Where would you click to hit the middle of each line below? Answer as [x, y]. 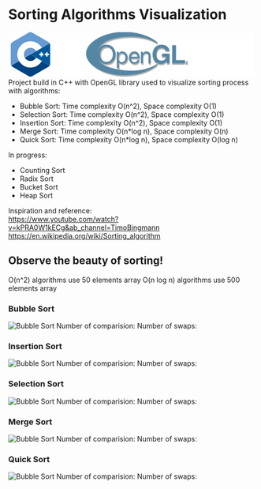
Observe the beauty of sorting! [86, 261]
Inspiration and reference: [50, 210]
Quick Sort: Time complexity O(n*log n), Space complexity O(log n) [129, 139]
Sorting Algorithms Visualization [117, 15]
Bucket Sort [39, 186]
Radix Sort [36, 179]
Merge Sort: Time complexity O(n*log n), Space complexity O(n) [124, 131]
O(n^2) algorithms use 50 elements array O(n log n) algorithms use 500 [124, 280]
